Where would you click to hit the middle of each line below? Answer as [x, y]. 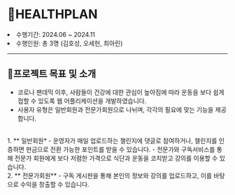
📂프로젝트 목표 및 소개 [52, 74]
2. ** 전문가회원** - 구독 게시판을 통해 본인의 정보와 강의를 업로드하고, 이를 [109, 175]
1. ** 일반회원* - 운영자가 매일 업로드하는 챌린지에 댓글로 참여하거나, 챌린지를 [112, 140]
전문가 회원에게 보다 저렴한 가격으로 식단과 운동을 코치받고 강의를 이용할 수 [116, 158]
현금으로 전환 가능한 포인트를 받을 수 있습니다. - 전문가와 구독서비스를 [120, 149]
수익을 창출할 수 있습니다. [55, 184]
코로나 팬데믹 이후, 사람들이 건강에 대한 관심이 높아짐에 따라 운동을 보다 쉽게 [121, 92]
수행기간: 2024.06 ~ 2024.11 [56, 34]
